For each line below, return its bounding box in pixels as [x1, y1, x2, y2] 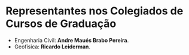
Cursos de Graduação [5, 17, 117, 30]
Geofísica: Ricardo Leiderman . [14, 43, 91, 50]
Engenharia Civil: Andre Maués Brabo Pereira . [14, 36, 129, 44]
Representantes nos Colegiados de [5, 4, 184, 18]
